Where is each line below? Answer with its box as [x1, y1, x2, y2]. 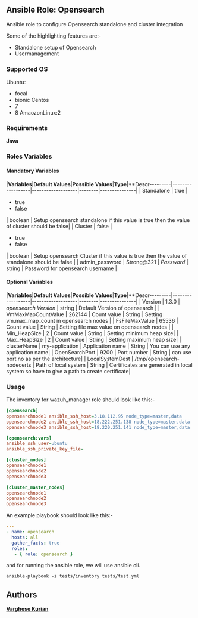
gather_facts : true [11, 540, 60, 546]
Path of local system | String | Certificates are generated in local [35, 361, 193, 369]
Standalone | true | [142, 187, 188, 194]
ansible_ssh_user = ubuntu [6, 441, 68, 447]
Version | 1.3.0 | [142, 298, 180, 305]
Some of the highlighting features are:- [6, 32, 102, 39]
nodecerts [6, 361, 32, 369]
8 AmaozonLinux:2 [14, 109, 61, 116]
